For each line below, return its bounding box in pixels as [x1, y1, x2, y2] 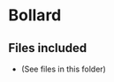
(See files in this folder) [20, 63, 107, 74]
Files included [8, 41, 87, 56]
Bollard [8, 5, 62, 26]
